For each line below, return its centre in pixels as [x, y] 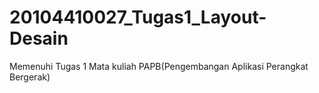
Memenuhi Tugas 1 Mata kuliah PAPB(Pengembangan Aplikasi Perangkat [159, 66]
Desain [39, 38]
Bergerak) [30, 77]
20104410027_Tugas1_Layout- [138, 17]
